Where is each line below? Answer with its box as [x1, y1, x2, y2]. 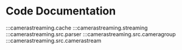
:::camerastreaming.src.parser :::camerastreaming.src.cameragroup [5, 30, 176, 37]
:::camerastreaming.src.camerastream [5, 37, 102, 44]
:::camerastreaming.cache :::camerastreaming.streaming [5, 24, 148, 31]
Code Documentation [5, 4, 116, 18]
